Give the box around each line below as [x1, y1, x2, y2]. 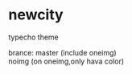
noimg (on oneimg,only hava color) [8, 56, 125, 66]
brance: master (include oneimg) [8, 47, 117, 57]
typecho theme [8, 32, 59, 42]
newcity [8, 6, 64, 24]
